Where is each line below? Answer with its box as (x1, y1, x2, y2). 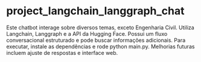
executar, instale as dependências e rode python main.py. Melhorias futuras (6, 43, 195, 50)
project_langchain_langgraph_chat (6, 4, 185, 18)
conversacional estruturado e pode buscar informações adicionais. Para (6, 36, 186, 44)
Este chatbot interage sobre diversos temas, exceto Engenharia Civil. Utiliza (6, 24, 194, 31)
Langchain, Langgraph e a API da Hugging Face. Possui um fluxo (6, 30, 168, 37)
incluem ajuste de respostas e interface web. (6, 49, 118, 56)
